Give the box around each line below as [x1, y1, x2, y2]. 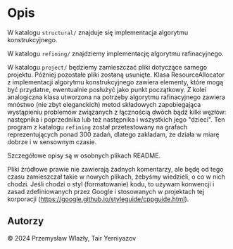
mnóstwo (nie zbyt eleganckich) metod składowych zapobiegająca [7, 100, 201, 108]
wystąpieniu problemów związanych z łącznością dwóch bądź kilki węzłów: [7, 108, 227, 116]
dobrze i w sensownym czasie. [7, 137, 97, 146]
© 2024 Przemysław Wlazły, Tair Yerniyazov [7, 234, 137, 242]
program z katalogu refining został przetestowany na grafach [7, 122, 188, 131]
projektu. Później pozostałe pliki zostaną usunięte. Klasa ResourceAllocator [7, 70, 225, 79]
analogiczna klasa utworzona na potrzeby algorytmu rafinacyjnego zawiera [7, 93, 225, 101]
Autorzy [7, 215, 44, 227]
